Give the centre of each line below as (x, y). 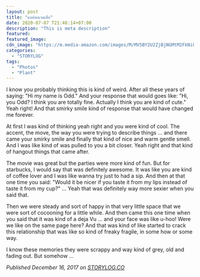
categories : (21, 51)
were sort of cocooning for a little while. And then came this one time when (98, 213)
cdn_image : (20, 45)
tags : (13, 61)
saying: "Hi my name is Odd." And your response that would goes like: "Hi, (97, 96)
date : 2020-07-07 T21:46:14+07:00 (49, 23)
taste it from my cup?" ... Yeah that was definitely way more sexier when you (100, 189)
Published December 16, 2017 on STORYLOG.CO (65, 267)
